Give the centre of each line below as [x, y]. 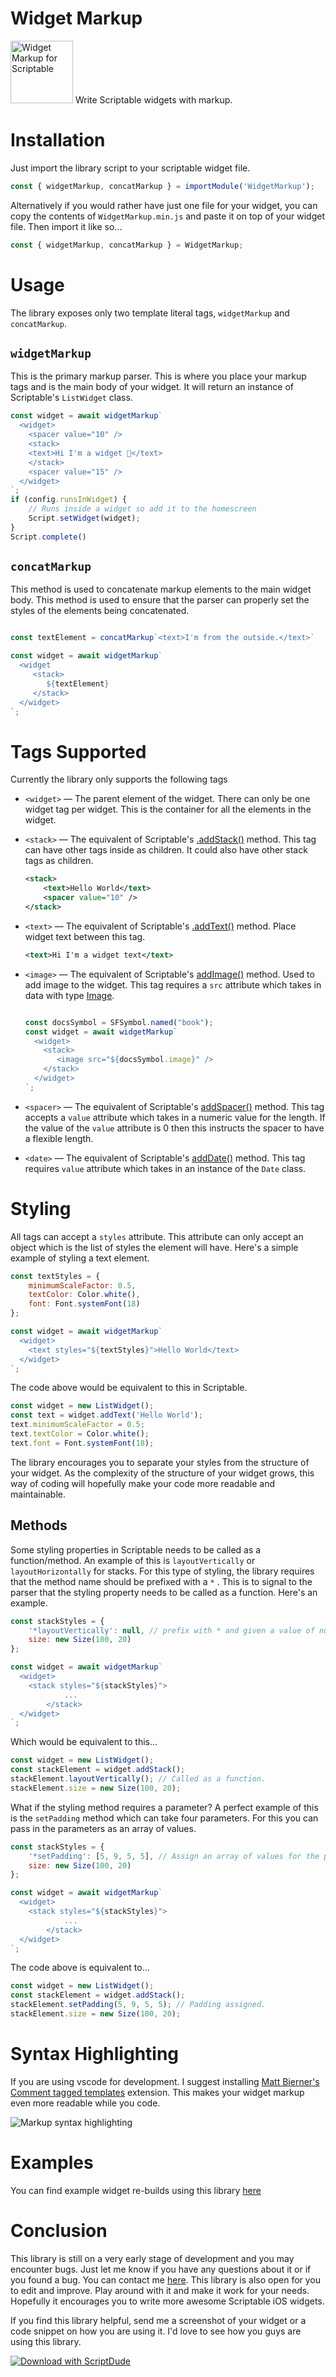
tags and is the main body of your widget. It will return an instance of [152, 387]
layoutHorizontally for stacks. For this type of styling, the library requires [162, 1571]
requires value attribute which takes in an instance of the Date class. [165, 1168]
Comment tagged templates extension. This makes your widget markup [157, 2092]
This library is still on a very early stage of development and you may [152, 2258]
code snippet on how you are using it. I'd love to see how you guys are [156, 2331]
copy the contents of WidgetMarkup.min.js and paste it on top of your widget [167, 216]
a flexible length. [59, 1138]
